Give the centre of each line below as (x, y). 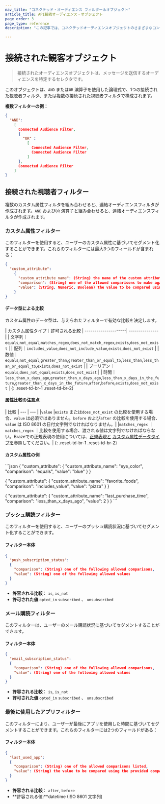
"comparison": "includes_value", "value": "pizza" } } (57, 486)
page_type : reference (27, 23)
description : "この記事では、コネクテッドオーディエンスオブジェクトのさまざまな (79, 28)
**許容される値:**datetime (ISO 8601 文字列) (57, 796)
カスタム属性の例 (22, 455)
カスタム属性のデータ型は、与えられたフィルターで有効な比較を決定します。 (82, 320)
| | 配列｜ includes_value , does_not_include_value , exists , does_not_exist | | (84, 348)
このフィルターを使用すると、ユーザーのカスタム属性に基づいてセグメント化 (82, 243)
